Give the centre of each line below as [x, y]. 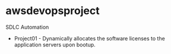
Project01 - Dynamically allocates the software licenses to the [90, 38]
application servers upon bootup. [55, 45]
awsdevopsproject [53, 11]
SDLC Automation [27, 27]
